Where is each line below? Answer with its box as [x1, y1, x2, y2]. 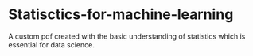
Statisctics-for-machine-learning [8, 6, 234, 24]
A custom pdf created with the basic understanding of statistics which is [8, 32, 246, 41]
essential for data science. [8, 39, 95, 49]
